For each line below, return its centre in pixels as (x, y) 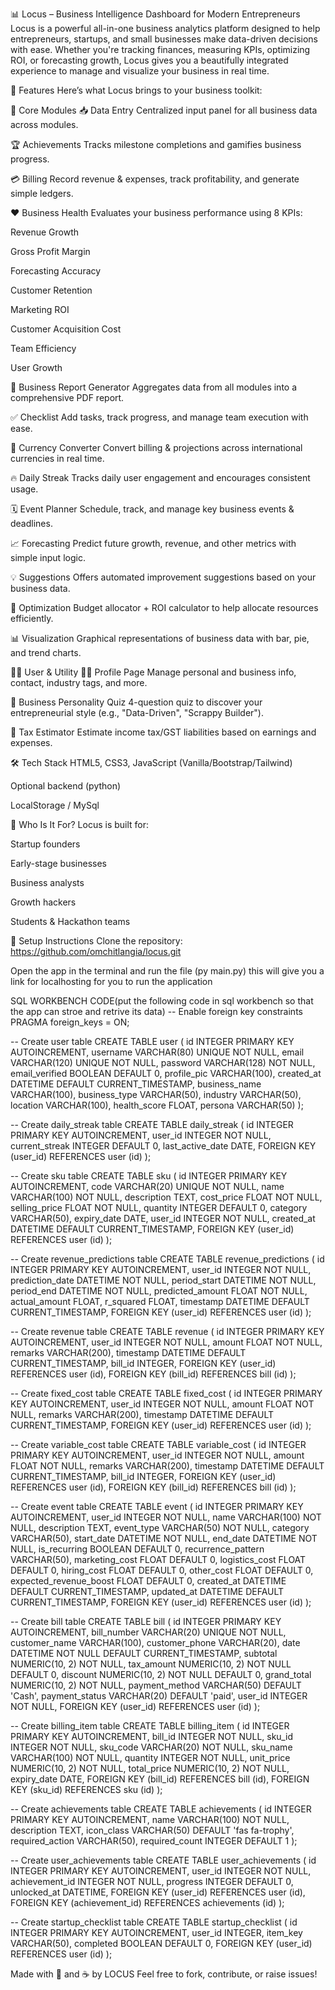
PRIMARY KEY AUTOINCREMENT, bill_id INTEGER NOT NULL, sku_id (151, 1736)
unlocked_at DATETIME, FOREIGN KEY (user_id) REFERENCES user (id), (158, 1892)
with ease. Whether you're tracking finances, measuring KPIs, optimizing (160, 49)
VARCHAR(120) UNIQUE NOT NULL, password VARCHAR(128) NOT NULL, (163, 1062)
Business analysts (47, 882)
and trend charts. (46, 652)
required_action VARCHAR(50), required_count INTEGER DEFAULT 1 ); (154, 1841)
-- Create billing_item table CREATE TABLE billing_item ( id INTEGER (150, 1726)
